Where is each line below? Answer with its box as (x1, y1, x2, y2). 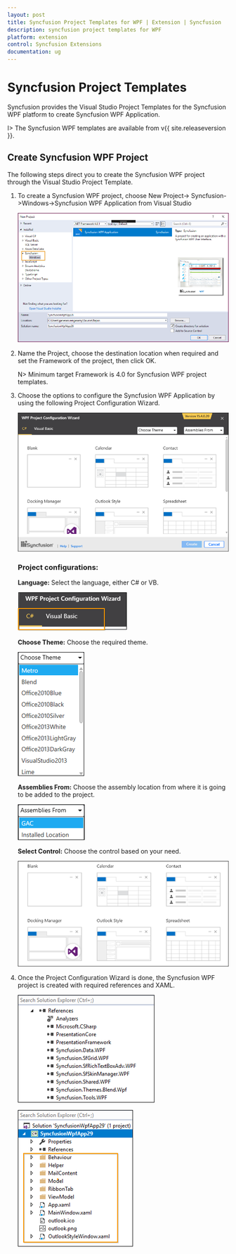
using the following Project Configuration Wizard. (17, 398, 160, 407)
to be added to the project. (17, 790, 95, 799)
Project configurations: (17, 562, 99, 572)
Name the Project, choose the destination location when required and (17, 348, 219, 358)
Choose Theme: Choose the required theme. (17, 638, 149, 646)
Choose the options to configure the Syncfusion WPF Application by (17, 391, 216, 400)
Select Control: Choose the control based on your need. (17, 847, 181, 856)
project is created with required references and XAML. (17, 981, 176, 989)
